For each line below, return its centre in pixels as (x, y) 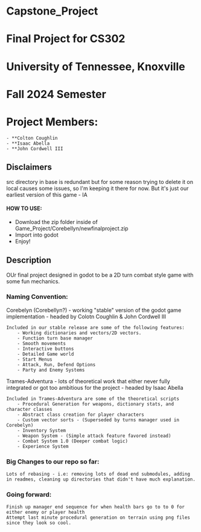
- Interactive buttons (46, 349)
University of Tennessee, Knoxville (96, 66)
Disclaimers (29, 167)
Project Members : (52, 122)
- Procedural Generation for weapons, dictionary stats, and (95, 404)
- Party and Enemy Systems (51, 370)
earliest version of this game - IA (47, 194)
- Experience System (43, 446)
